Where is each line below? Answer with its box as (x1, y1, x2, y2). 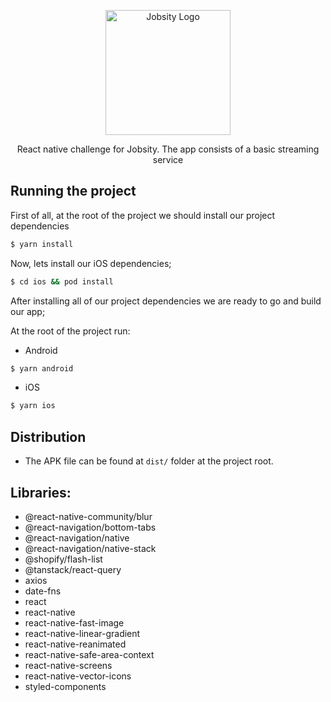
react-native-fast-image (24, 616, 125, 629)
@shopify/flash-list (24, 553, 103, 565)
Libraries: (10, 484, 72, 501)
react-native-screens (24, 659, 113, 671)
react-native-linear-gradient (24, 627, 141, 639)
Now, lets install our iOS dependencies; (10, 257, 172, 269)
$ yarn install (10, 239, 74, 249)
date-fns (24, 585, 62, 597)
